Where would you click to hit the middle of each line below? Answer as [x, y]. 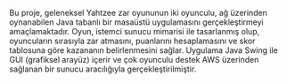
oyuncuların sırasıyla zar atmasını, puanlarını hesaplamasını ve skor [132, 41]
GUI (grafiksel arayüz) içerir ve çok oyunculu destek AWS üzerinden [134, 60]
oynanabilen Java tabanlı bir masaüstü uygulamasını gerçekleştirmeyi [137, 22]
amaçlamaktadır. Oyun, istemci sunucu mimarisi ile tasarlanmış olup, [135, 31]
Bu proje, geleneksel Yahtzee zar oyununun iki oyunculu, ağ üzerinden [138, 13]
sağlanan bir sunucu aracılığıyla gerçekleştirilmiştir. [103, 69]
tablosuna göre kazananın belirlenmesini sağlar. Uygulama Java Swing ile [143, 50]
